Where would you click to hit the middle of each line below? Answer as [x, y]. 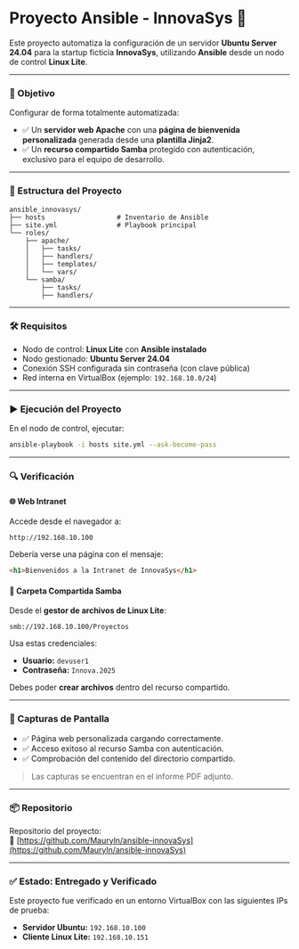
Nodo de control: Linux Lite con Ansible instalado [114, 349]
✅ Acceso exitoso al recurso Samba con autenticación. [123, 749]
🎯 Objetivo [32, 93]
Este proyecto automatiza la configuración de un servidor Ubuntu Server [143, 43]
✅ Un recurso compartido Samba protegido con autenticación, [138, 150]
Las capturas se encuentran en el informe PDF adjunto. [132, 776]
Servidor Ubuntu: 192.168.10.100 [84, 928]
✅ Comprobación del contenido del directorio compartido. [129, 758]
